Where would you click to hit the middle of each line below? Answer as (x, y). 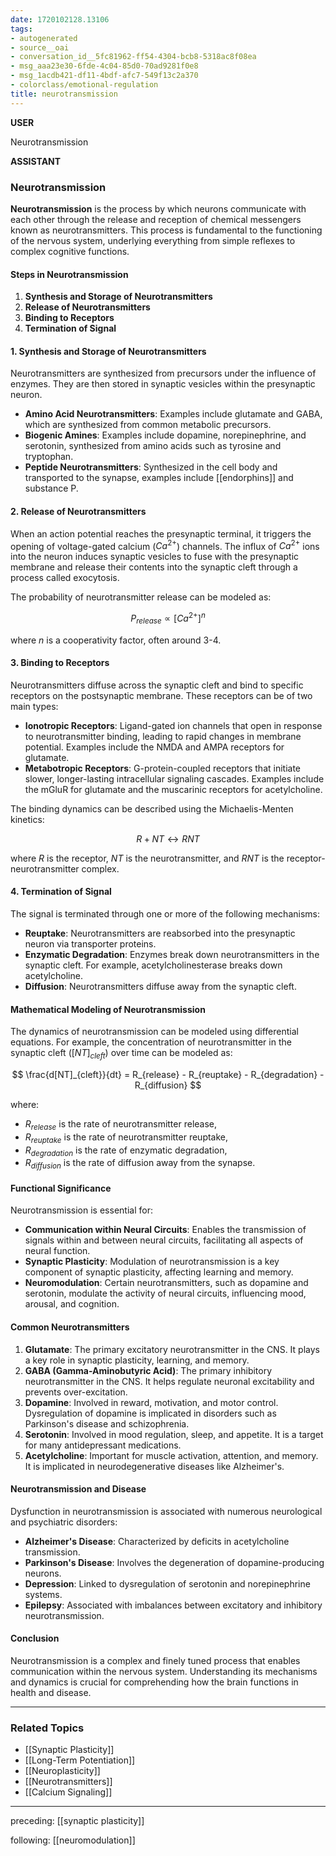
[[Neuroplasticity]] (62, 1771)
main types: (34, 706)
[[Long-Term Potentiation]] (80, 1760)
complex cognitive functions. (70, 251)
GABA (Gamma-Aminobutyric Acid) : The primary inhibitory (148, 1370)
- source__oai (40, 47)
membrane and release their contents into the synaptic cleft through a (154, 567)
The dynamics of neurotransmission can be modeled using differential (154, 1032)
